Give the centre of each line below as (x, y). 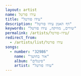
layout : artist (21, 10)
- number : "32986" (29, 51)
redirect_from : (21, 38)
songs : (12, 47)
